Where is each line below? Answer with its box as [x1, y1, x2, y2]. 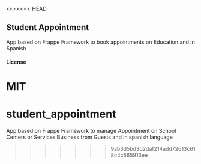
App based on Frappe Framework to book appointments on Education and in [6, 38, 195, 46]
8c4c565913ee [110, 151, 148, 159]
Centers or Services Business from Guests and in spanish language [6, 133, 173, 141]
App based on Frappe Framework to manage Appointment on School [6, 127, 176, 134]
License [6, 58, 27, 65]
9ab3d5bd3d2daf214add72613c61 [110, 145, 196, 152]
